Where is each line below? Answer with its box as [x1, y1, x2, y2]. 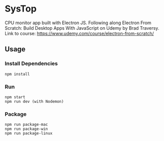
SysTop [5, 3, 37, 15]
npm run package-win [5, 126, 49, 131]
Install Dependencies [5, 60, 58, 67]
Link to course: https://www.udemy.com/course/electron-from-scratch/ [5, 30, 154, 36]
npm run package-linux [5, 131, 53, 136]
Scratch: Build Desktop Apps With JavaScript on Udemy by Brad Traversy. [5, 25, 159, 31]
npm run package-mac [5, 122, 49, 127]
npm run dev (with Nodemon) [5, 99, 64, 104]
